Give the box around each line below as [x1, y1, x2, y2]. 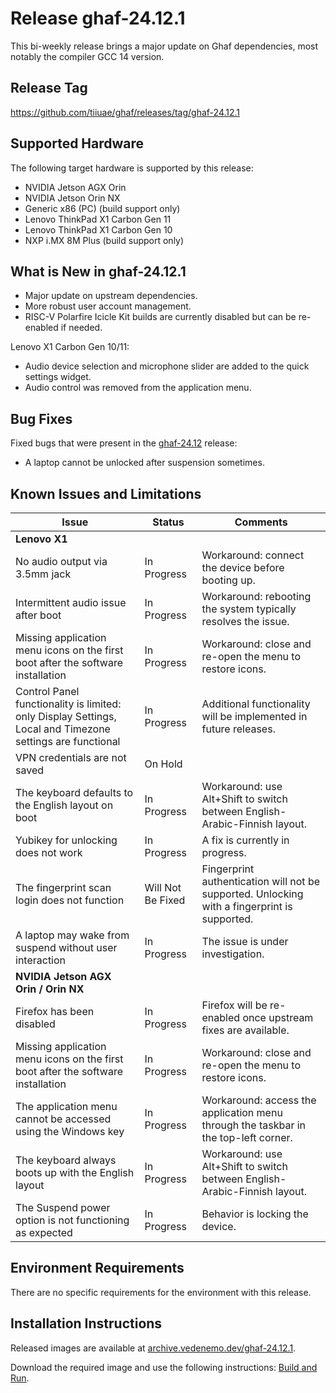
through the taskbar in [201, 1118, 307, 1132]
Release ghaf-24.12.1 [10, 7, 186, 30]
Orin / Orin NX [15, 982, 85, 996]
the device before [201, 561, 285, 574]
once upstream [242, 1011, 314, 1024]
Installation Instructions [10, 1315, 163, 1332]
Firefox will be [201, 998, 268, 1012]
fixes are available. [201, 1023, 290, 1037]
